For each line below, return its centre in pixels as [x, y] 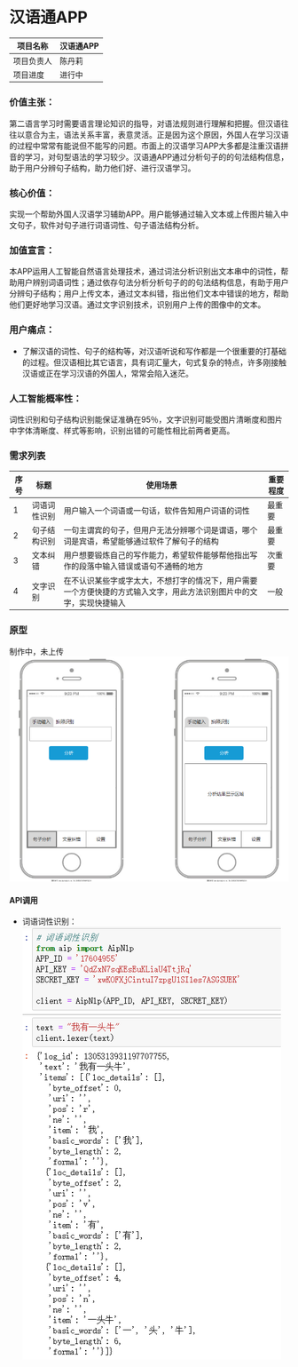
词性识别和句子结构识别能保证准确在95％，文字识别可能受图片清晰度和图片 [146, 419]
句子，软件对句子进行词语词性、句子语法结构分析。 [110, 226]
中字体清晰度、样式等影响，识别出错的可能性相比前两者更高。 [122, 430]
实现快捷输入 [102, 602]
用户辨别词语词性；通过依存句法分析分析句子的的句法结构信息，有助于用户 [153, 282]
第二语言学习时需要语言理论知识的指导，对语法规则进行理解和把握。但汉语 [145, 123]
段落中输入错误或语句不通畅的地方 [141, 566]
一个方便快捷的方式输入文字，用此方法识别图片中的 [157, 592]
